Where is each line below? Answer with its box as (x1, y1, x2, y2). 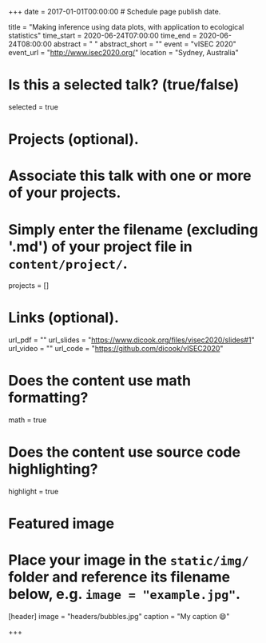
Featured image (8, 515, 114, 533)
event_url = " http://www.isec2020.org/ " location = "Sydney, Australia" (8, 48, 239, 57)
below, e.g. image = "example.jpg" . (8, 585, 241, 603)
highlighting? (8, 460, 98, 478)
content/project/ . (8, 254, 128, 273)
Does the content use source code (8, 443, 241, 461)
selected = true (8, 102, 58, 111)
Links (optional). (8, 309, 120, 327)
